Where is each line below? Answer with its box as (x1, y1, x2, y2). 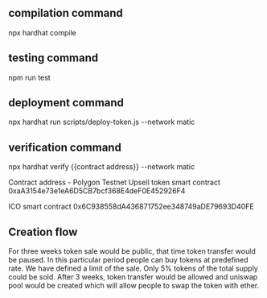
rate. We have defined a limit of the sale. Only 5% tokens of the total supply (8, 263, 259, 273)
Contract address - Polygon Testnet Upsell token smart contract (8, 177, 221, 188)
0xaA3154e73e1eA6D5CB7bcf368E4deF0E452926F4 (8, 186, 186, 196)
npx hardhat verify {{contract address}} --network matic (8, 162, 195, 172)
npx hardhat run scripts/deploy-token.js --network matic (8, 117, 195, 127)
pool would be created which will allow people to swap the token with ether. (8, 281, 260, 291)
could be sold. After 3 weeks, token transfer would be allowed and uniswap (8, 272, 258, 282)
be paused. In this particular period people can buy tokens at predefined (8, 255, 249, 265)
